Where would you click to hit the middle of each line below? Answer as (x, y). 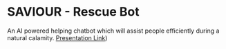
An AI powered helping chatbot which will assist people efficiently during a (113, 31)
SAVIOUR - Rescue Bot (73, 12)
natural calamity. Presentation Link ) (57, 37)
